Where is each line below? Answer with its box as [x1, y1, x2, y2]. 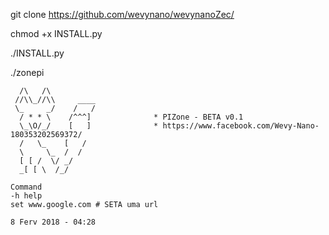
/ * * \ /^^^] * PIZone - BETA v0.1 [19, 112, 244, 122]
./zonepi [10, 67, 45, 78]
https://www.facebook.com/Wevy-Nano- [162, 121, 320, 131]
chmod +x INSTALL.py [10, 28, 103, 39]
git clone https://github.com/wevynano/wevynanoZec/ [10, 9, 235, 20]
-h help [10, 191, 43, 201]
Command [10, 182, 43, 192]
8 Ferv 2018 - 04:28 [10, 217, 97, 227]
